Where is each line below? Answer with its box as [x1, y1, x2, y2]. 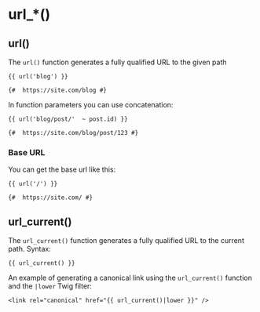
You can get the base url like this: [8, 165, 116, 174]
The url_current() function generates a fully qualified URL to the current [8, 236, 245, 245]
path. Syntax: [8, 245, 51, 254]
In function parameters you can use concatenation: [8, 100, 174, 109]
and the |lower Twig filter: [8, 281, 93, 291]
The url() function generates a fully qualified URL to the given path [8, 57, 227, 67]
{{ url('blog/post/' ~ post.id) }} [8, 115, 128, 123]
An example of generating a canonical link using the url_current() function [8, 273, 253, 283]
